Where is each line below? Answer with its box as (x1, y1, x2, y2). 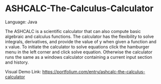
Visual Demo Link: (5, 68, 41, 74)
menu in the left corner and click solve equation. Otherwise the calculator (5, 49, 153, 55)
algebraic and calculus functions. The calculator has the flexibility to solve (5, 34, 154, 39)
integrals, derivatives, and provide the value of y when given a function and (5, 38, 157, 44)
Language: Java (5, 19, 38, 25)
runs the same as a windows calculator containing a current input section (5, 54, 153, 60)
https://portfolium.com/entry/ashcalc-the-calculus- (42, 68, 145, 74)
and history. (5, 59, 29, 65)
